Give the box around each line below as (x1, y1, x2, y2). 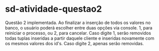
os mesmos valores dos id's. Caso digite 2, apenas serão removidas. (5, 40, 144, 46)
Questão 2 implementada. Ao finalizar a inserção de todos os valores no (5, 20, 151, 25)
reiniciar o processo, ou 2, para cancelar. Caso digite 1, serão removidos (5, 30, 151, 36)
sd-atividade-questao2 (5, 3, 102, 15)
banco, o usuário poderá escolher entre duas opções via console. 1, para (5, 25, 153, 30)
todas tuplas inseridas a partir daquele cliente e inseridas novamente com (5, 35, 155, 41)
